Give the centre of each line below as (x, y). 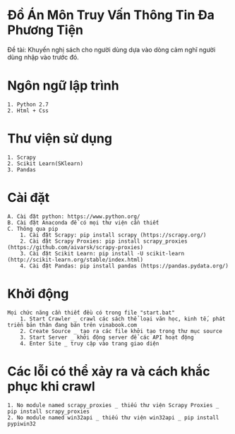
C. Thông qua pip (33, 229)
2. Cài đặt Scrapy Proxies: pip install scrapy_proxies (104, 241)
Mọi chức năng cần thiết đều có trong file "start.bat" (91, 313)
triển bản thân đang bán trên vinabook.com (72, 325)
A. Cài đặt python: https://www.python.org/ (74, 216)
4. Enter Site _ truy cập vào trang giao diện (90, 343)
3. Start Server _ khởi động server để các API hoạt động (107, 337)
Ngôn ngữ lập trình (63, 86)
